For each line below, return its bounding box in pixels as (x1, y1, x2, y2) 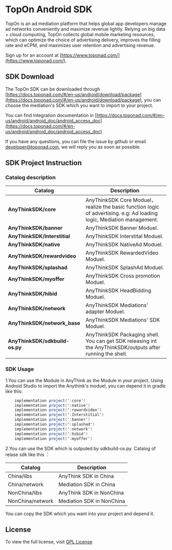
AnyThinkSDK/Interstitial (8, 233, 70, 240)
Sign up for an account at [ (5, 52, 62, 58)
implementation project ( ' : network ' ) (14, 426, 93, 431)
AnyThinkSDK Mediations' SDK (85, 316, 160, 324)
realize (85, 203, 102, 211)
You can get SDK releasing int (85, 337, 157, 345)
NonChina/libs (8, 489, 42, 496)
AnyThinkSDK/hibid (8, 290, 57, 297)
